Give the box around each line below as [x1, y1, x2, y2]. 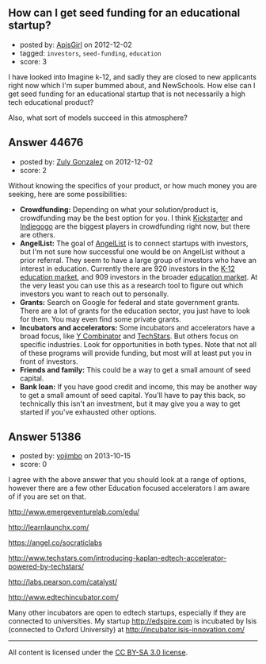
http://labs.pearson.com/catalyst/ [8, 577, 118, 587]
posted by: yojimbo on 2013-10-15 [19, 451, 131, 461]
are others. [19, 230, 55, 239]
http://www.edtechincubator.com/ [8, 593, 119, 602]
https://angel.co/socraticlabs [8, 538, 103, 547]
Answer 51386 [8, 430, 82, 444]
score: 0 [19, 460, 47, 469]
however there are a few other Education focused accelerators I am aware [8, 484, 250, 493]
